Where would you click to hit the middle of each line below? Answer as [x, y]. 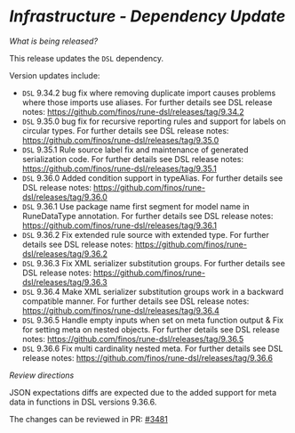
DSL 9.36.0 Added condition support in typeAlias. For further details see [152, 178]
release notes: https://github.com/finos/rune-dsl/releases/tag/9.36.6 [147, 357]
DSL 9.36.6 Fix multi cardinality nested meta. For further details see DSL [152, 348]
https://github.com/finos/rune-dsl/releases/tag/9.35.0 [120, 140]
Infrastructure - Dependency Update [147, 16]
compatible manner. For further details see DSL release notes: [136, 301]
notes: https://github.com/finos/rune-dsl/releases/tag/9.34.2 [133, 111]
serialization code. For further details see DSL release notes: [133, 159]
